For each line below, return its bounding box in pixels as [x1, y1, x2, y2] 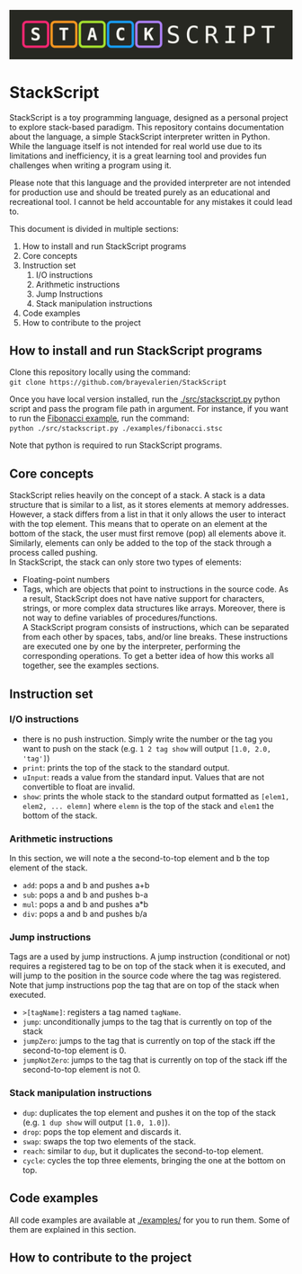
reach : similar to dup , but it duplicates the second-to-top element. [22, 1145, 263, 1156]
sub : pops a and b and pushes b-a [22, 889, 148, 900]
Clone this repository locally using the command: [9, 367, 191, 378]
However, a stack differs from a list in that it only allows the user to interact [9, 509, 286, 520]
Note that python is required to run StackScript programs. [9, 440, 223, 450]
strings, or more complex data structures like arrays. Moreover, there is [22, 603, 286, 614]
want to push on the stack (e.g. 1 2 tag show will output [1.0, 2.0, [22, 743, 271, 753]
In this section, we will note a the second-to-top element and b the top [9, 853, 270, 864]
